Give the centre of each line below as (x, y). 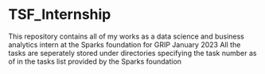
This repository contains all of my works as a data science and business (126, 36)
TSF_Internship (60, 15)
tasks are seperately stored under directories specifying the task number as (132, 53)
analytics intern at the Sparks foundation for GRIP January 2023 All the (125, 44)
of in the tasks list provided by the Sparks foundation (95, 61)
